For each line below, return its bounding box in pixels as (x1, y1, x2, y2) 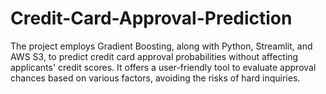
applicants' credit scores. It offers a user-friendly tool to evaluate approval (10, 61, 317, 73)
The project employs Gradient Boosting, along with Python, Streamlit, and (10, 40, 313, 52)
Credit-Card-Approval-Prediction (10, 7, 293, 30)
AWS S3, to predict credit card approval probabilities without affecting (10, 50, 299, 62)
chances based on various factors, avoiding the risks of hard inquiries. (10, 72, 301, 84)
